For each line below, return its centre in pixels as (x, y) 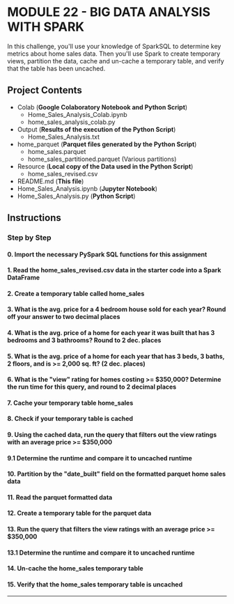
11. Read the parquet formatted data (60, 497)
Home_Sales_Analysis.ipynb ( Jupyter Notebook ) (87, 188)
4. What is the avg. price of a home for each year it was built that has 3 (111, 333)
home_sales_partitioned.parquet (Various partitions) (102, 159)
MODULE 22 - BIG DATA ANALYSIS (109, 12)
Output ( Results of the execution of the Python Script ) (96, 129)
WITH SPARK (46, 27)
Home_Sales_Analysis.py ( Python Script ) (76, 196)
